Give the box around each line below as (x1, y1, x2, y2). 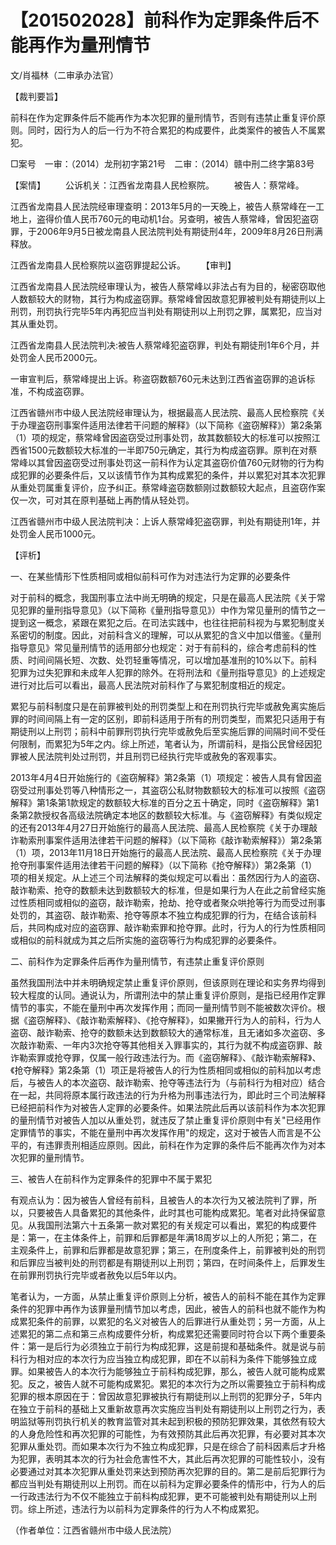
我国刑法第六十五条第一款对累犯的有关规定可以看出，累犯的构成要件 (36, 1219, 317, 1231)
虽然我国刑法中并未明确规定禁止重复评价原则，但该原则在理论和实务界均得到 (10, 976, 326, 988)
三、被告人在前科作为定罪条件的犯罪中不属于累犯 (10, 1172, 212, 1185)
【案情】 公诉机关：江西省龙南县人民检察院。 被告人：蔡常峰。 (10, 179, 305, 191)
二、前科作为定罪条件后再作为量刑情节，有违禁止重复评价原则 (10, 955, 265, 967)
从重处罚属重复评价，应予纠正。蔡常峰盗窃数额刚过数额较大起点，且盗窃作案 (10, 481, 326, 493)
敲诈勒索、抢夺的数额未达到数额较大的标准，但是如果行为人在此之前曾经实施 (10, 884, 326, 896)
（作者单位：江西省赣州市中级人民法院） (10, 1524, 177, 1536)
